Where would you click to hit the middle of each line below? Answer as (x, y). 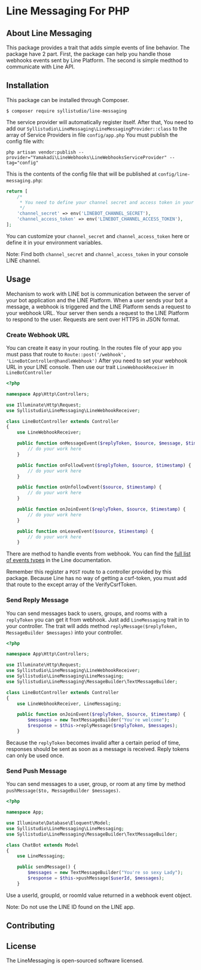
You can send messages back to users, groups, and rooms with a (87, 613)
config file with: (25, 141)
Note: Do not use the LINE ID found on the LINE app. (71, 906)
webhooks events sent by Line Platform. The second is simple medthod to (97, 60)
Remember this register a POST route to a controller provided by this (89, 572)
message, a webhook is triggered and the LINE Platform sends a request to (99, 307)
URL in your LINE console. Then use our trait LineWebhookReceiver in (90, 367)
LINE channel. (23, 260)
